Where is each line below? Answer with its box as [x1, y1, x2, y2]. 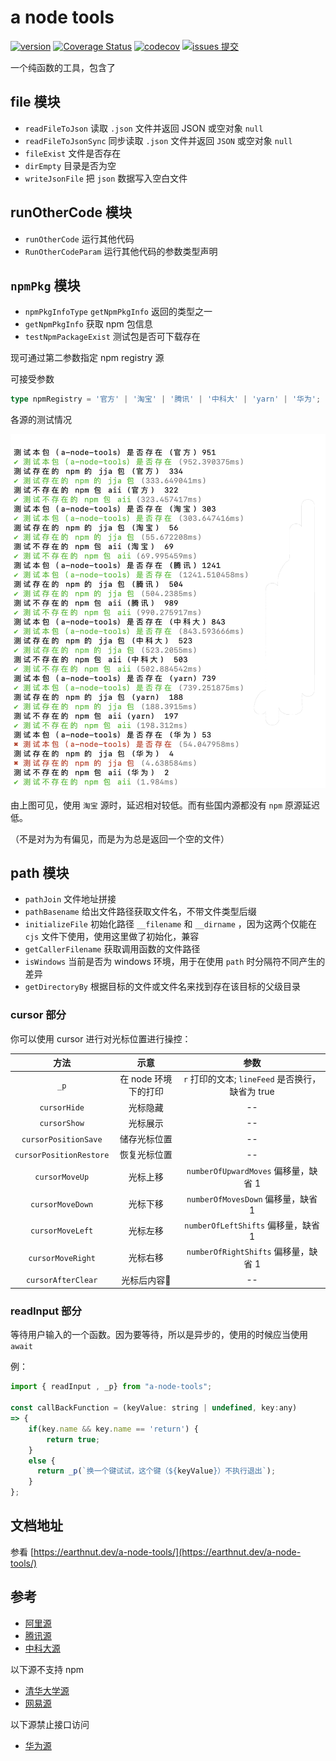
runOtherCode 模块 [10, 204, 132, 221]
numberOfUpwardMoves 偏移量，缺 [186, 1164, 318, 1176]
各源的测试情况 [10, 414, 72, 426]
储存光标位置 [119, 1133, 173, 1145]
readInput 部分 [10, 1304, 82, 1318]
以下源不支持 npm [10, 1663, 85, 1675]
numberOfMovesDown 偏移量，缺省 [186, 1192, 318, 1205]
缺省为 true [229, 1086, 275, 1098]
